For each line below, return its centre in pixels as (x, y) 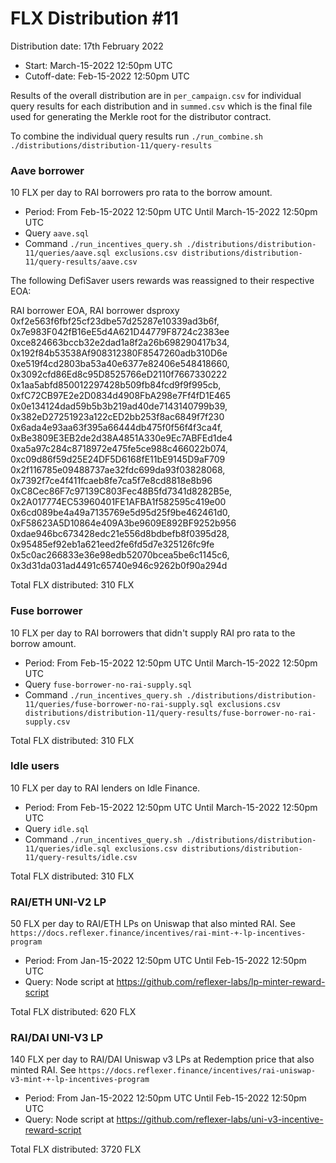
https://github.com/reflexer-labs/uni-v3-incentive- (220, 1119)
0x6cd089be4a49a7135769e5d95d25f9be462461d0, (120, 513)
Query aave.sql (57, 233)
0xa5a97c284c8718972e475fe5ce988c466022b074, (119, 449)
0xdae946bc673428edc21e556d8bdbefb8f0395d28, (120, 534)
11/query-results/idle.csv (81, 857)
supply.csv (47, 722)
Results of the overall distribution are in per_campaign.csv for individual (156, 95)
